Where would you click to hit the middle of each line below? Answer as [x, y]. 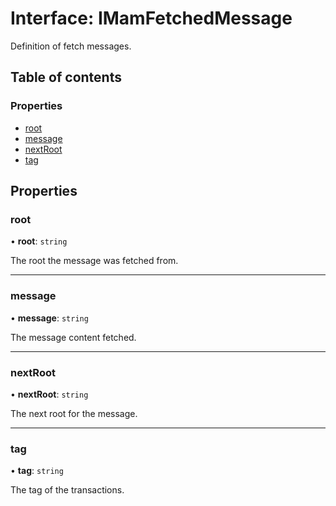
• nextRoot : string [49, 394]
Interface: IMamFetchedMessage [151, 18]
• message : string [49, 318]
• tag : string [37, 471]
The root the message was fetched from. [94, 261]
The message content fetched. [73, 337]
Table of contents [66, 77]
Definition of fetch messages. [71, 46]
